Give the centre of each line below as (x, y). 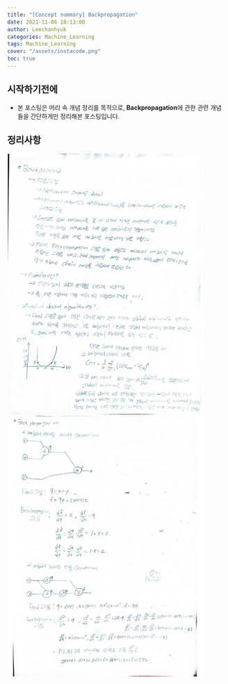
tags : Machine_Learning (42, 44)
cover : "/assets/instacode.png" (54, 51)
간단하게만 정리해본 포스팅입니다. (75, 116)
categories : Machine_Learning (51, 37)
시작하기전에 (32, 89)
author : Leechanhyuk (37, 29)
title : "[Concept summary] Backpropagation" (73, 15)
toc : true (22, 59)
